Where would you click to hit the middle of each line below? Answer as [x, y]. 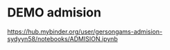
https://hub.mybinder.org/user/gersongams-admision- [85, 32]
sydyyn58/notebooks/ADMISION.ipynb [62, 38]
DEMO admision [54, 13]
